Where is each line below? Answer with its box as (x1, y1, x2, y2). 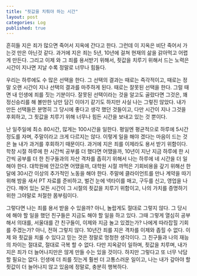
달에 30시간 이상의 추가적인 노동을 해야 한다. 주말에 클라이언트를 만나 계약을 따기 (6, 170, 191, 177)
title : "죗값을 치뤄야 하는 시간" (6, 8, 78, 15)
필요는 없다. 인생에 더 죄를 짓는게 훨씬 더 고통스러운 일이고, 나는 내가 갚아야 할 (12, 256, 191, 263)
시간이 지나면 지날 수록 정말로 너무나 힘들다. (6, 64, 107, 71)
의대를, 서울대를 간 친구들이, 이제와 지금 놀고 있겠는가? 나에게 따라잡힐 (16, 219, 178, 227)
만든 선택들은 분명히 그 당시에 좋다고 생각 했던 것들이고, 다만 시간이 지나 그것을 (6, 106, 186, 113)
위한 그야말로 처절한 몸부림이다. (6, 192, 79, 199)
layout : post (6, 14, 38, 20)
